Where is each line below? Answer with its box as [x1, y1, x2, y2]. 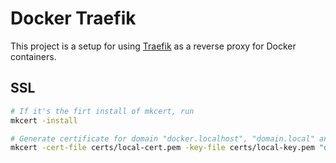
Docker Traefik [10, 7, 137, 30]
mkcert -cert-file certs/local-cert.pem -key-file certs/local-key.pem [10, 143, 315, 153]
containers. [10, 50, 57, 62]
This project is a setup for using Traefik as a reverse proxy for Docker [10, 40, 297, 52]
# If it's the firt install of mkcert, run [10, 106, 195, 116]
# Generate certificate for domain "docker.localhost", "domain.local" [10, 133, 315, 144]
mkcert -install [10, 115, 78, 126]
